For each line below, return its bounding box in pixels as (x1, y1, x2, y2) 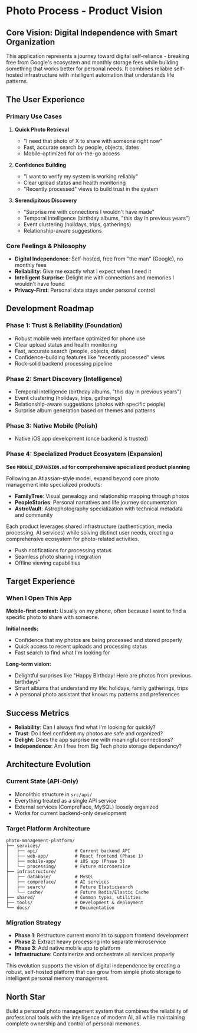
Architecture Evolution (6, 760, 91, 770)
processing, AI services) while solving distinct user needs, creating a (6, 529, 173, 536)
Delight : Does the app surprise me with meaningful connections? (14, 737, 173, 744)
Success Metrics (6, 708, 70, 718)
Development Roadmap (6, 304, 94, 314)
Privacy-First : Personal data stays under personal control (14, 286, 155, 294)
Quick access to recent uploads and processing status (14, 643, 147, 650)
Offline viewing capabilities (14, 559, 81, 566)
